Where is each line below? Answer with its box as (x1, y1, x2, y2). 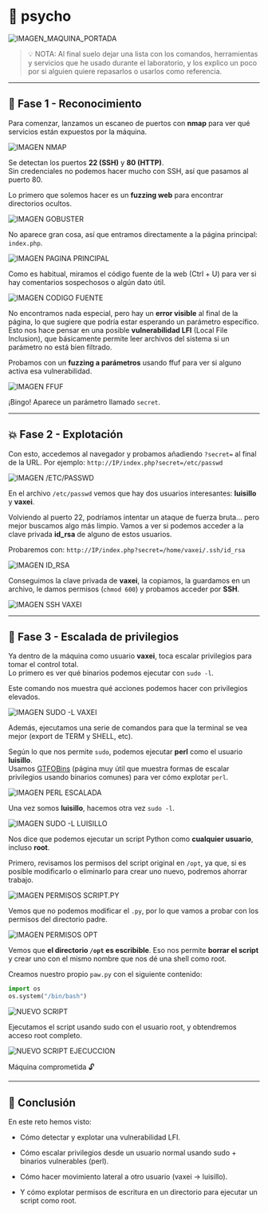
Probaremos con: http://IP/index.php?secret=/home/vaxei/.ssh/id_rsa (8, 544, 246, 554)
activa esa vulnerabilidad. (8, 366, 93, 376)
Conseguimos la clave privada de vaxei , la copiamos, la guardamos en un (8, 575, 250, 585)
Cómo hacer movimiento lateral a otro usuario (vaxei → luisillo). (19, 1172, 228, 1181)
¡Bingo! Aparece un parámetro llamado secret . (8, 397, 161, 406)
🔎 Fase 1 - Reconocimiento (8, 97, 142, 111)
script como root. (19, 1195, 77, 1205)
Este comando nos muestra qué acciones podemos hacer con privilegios (8, 684, 248, 693)
